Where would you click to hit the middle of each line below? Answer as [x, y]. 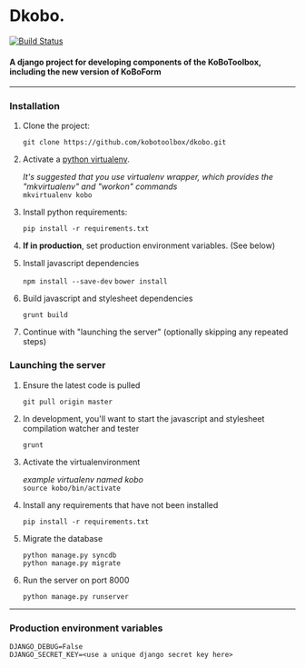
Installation [35, 106]
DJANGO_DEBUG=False [46, 647]
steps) [34, 342]
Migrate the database [63, 538]
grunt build [45, 315]
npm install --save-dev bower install [95, 282]
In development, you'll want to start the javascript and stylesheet [143, 418]
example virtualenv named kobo [83, 479]
